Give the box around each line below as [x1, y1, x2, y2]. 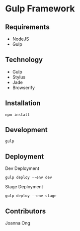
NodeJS [12, 36, 29, 42]
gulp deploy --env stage [5, 193, 57, 199]
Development [5, 126, 48, 134]
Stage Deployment [5, 184, 43, 190]
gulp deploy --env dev [5, 175, 52, 180]
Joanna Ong [5, 220, 31, 226]
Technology [5, 56, 43, 64]
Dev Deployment [5, 165, 40, 171]
